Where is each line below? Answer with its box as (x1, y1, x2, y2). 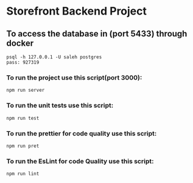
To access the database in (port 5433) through (6, 29, 188, 39)
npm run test (6, 115, 40, 121)
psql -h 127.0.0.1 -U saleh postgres (6, 54, 102, 60)
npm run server (6, 87, 45, 94)
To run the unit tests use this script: (6, 102, 114, 110)
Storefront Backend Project (6, 4, 147, 18)
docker (6, 38, 34, 48)
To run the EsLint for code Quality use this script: (6, 157, 154, 165)
